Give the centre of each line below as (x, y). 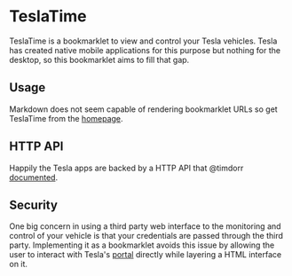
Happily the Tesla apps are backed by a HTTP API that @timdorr (126, 168)
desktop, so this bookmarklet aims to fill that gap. (99, 59)
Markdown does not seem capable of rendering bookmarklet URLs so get (143, 109)
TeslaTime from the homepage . (66, 118)
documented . (34, 177)
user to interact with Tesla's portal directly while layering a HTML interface (146, 255)
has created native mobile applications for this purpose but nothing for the (145, 50)
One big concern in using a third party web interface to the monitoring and (145, 226)
